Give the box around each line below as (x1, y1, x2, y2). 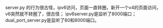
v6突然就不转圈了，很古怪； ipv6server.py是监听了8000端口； (5, 11, 137, 17)
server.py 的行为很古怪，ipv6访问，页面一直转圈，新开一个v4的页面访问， (5, 5, 161, 10)
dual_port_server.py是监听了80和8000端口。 (5, 17, 99, 23)
